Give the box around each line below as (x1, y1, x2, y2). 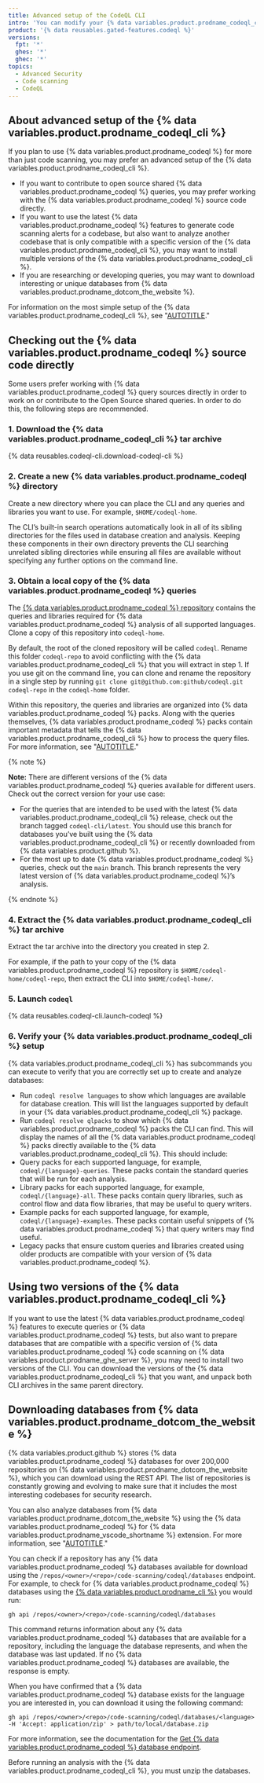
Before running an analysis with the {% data (8, 1758, 151, 1767)
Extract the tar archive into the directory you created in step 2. (8, 942, 210, 952)
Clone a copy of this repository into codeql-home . (8, 628, 165, 637)
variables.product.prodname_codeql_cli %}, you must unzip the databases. (8, 1766, 251, 1776)
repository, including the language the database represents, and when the (8, 1642, 247, 1651)
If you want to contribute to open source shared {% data (19, 178, 203, 189)
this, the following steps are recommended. (8, 404, 149, 413)
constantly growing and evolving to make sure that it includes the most (8, 1482, 237, 1491)
